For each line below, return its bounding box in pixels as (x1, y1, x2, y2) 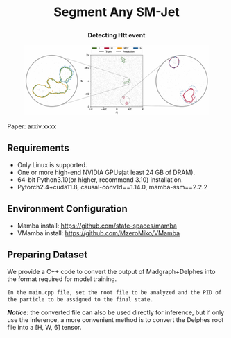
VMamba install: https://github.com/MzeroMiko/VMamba (17, 228, 180, 237)
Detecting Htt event (87, 31, 146, 40)
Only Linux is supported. (17, 160, 88, 169)
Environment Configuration (7, 203, 128, 215)
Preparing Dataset (7, 249, 88, 261)
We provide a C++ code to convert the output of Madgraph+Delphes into (7, 267, 216, 276)
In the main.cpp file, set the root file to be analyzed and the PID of (7, 289, 222, 296)
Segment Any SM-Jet (53, 4, 180, 20)
